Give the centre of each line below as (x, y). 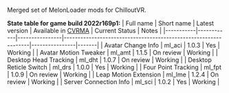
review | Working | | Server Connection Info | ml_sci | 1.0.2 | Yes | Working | (113, 82)
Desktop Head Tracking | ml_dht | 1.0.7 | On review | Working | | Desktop (109, 60)
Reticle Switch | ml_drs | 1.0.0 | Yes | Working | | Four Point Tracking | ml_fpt (114, 67)
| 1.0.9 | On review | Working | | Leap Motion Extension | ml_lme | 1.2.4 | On (113, 74)
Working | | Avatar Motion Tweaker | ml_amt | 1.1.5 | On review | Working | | (112, 52)
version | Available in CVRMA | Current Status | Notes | (85, 31)
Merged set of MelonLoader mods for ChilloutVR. (77, 10)
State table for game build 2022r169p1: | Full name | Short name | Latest (111, 23)
